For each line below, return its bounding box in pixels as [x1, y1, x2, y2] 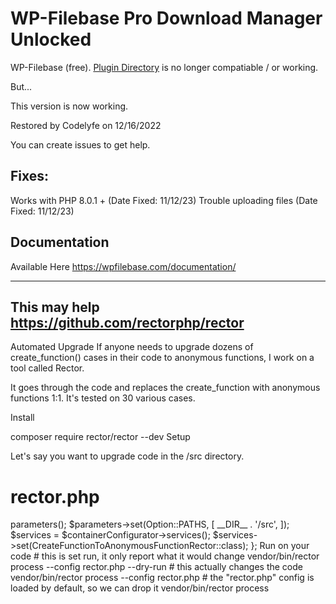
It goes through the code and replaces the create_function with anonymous [10, 382, 321, 394]
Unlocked [10, 28, 92, 51]
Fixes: [10, 168, 50, 185]
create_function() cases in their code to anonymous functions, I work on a [10, 352, 315, 364]
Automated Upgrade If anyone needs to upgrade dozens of [10, 341, 254, 353]
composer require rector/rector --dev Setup [10, 431, 191, 443]
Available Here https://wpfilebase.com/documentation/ [10, 260, 237, 272]
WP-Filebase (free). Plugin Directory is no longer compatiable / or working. [10, 61, 319, 73]
